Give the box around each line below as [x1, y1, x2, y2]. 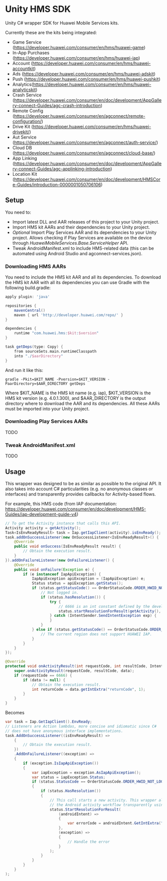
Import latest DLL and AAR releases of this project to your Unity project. [12, 219, 160, 224]
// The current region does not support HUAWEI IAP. [40, 632, 153, 637]
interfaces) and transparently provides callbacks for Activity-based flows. [5, 491, 156, 497]
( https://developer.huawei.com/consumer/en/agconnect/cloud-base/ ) [12, 150, 156, 156]
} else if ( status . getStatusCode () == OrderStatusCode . [31, 627, 150, 632]
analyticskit [12, 86, 36, 92]
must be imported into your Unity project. [5, 406, 90, 412]
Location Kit [12, 171, 37, 177]
